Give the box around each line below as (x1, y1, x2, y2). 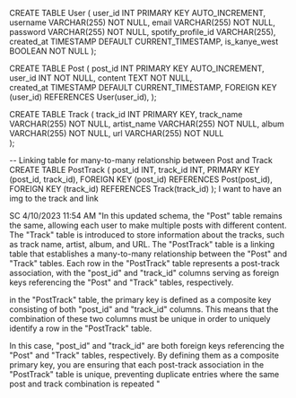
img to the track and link (9, 193, 99, 203)
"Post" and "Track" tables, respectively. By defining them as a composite (9, 350, 280, 360)
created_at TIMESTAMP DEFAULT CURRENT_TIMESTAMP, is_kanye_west (9, 36, 279, 47)
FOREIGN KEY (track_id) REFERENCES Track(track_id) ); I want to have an (9, 184, 283, 194)
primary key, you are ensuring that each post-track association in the (9, 359, 265, 370)
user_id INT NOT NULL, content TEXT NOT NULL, (9, 73, 193, 83)
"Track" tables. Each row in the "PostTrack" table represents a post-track (9, 258, 280, 268)
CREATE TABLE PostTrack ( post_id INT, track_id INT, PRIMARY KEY (9, 165, 260, 175)
